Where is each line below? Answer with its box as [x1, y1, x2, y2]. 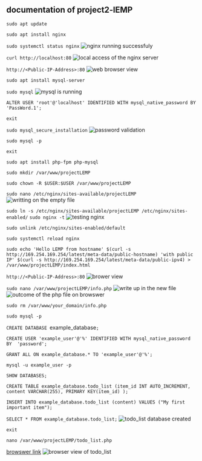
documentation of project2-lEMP [6, 5, 133, 15]
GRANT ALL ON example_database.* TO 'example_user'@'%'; [6, 351, 153, 357]
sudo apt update [6, 21, 47, 27]
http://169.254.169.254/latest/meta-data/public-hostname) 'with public [6, 251, 194, 257]
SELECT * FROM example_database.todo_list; [6, 416, 118, 422]
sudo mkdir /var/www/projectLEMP [6, 170, 91, 176]
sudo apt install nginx [6, 32, 67, 38]
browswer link [6, 448, 41, 455]
